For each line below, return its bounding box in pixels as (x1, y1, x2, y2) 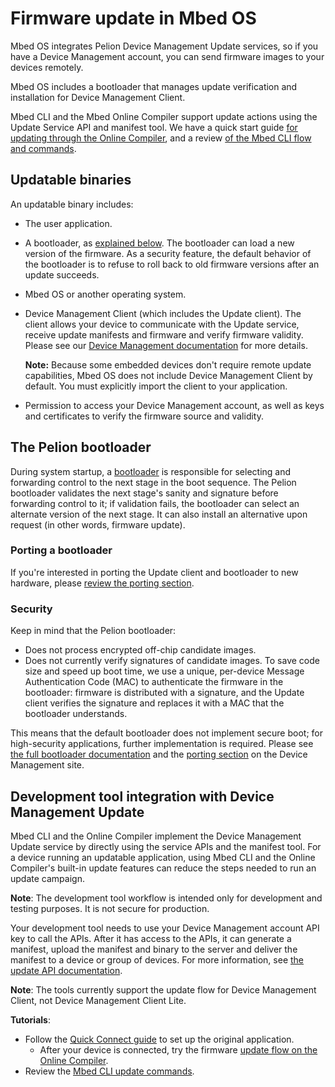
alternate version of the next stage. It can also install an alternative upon (10, 508, 308, 520)
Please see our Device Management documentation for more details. (24, 339, 308, 351)
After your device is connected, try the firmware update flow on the (39, 1043, 318, 1056)
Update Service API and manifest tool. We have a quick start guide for (10, 121, 298, 133)
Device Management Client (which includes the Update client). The (24, 307, 302, 319)
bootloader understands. (24, 708, 128, 720)
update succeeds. (24, 268, 100, 281)
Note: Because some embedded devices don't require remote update (24, 358, 312, 371)
